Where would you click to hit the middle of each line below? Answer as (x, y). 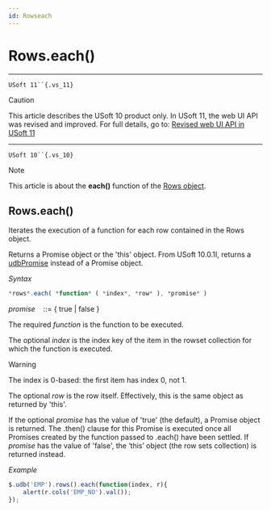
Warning (22, 365)
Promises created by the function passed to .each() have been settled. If (129, 438)
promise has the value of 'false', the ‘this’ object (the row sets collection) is (132, 446)
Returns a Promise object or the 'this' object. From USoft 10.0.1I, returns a (130, 254)
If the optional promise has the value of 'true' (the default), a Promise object (134, 420)
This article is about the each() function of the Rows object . (107, 186)
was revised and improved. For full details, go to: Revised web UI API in (126, 124)
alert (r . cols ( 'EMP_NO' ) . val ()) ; (77, 492)
